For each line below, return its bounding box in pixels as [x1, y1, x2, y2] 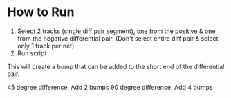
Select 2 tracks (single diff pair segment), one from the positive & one [17, 27, 216, 35]
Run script [17, 49, 47, 57]
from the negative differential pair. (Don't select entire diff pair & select [17, 34, 219, 42]
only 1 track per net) [17, 41, 75, 50]
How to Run [7, 4, 75, 20]
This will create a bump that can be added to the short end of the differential [7, 62, 225, 70]
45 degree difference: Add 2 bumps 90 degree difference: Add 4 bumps [7, 83, 213, 91]
